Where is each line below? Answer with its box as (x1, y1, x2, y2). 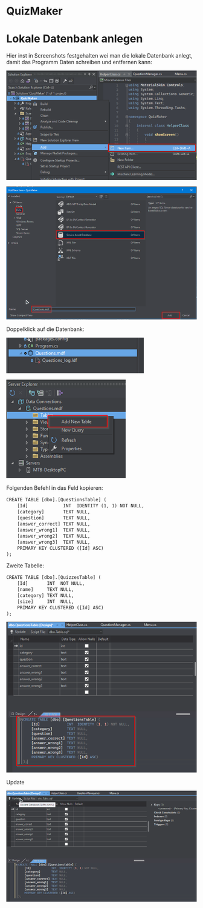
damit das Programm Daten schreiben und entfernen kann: (6, 59, 152, 66)
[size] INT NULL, (17, 599, 74, 605)
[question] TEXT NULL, (17, 515, 91, 521)
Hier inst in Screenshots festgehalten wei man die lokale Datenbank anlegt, (6, 52, 193, 59)
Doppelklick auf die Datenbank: (6, 325, 85, 333)
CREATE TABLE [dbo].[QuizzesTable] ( (6, 575, 101, 581)
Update (6, 778, 25, 786)
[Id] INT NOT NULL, (17, 581, 85, 587)
